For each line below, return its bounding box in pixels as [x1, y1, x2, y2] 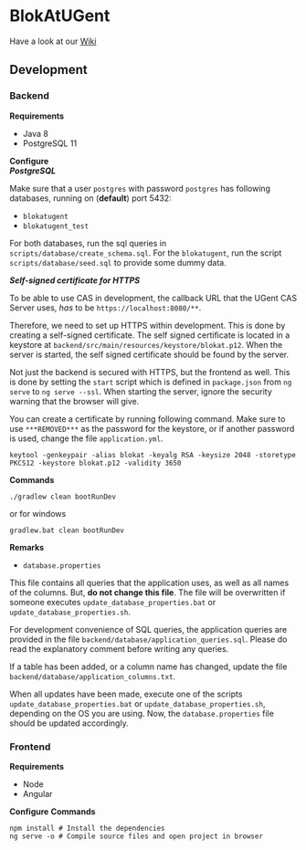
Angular [22, 788, 53, 799]
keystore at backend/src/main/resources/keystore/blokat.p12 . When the [9, 339, 283, 350]
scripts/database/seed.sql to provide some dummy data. [9, 257, 227, 268]
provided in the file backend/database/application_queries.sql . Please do [9, 634, 288, 645]
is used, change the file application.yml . [9, 433, 164, 444]
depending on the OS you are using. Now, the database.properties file [9, 708, 274, 719]
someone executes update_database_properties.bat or [9, 596, 216, 607]
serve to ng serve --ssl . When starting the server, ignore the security [9, 385, 272, 397]
